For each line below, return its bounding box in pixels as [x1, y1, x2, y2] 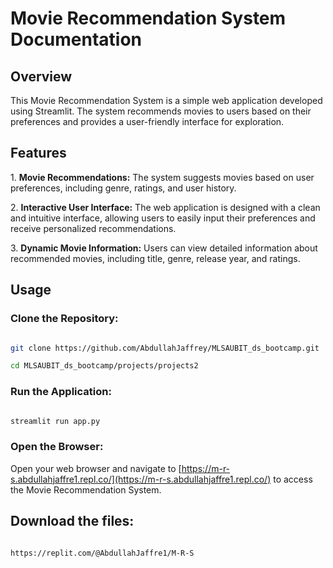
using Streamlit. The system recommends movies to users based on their [10, 105, 312, 117]
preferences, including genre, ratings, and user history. [10, 182, 237, 194]
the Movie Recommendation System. [10, 483, 162, 496]
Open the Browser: [10, 440, 104, 454]
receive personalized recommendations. [10, 222, 177, 234]
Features [10, 145, 67, 162]
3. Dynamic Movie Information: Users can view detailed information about [10, 242, 318, 254]
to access [273, 473, 313, 485]
